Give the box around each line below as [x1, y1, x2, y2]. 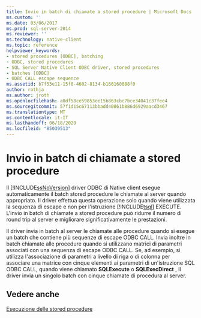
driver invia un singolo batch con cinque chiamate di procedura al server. [6, 272, 187, 279]
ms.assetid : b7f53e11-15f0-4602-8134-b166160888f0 [6, 81, 136, 87]
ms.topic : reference [6, 43, 58, 49]
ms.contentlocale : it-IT [6, 114, 68, 120]
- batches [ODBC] [6, 70, 50, 76]
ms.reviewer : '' [6, 31, 47, 37]
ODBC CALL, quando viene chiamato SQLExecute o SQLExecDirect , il [6, 265, 181, 272]
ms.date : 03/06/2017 [6, 20, 58, 26]
